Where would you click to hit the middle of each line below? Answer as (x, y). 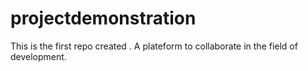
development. (38, 56)
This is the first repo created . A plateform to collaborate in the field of (154, 46)
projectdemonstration (103, 18)
